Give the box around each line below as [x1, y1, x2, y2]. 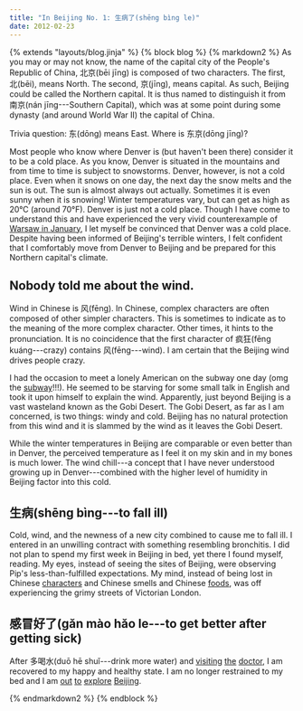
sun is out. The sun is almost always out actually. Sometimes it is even [9, 185, 271, 195]
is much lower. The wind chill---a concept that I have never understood [9, 458, 275, 469]
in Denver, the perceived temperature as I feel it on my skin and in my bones [9, 448, 293, 459]
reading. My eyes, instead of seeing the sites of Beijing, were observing [9, 558, 277, 570]
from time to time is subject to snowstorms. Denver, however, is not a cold [9, 165, 285, 176]
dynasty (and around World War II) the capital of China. [9, 109, 215, 120]
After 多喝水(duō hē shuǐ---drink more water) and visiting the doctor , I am [9, 655, 283, 666]
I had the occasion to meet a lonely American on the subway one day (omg [9, 373, 289, 384]
